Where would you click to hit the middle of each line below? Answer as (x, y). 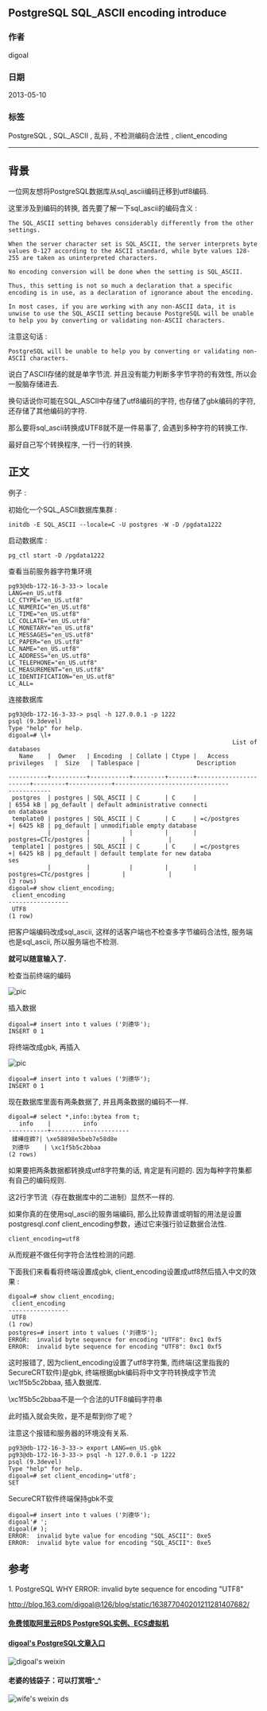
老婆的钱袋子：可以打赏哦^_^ (55, 1681)
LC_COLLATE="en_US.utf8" (49, 621)
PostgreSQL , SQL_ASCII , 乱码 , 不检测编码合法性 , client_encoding (118, 136)
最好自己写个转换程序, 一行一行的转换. (71, 445)
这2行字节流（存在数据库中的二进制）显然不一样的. (91, 1197)
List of (245, 742)
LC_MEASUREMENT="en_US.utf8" (56, 670)
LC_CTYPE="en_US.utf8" (46, 600)
